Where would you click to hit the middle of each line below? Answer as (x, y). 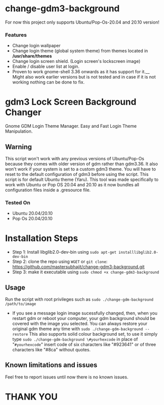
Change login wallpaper (36, 46)
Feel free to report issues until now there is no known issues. (67, 377)
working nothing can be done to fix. (48, 82)
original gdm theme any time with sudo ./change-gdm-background (78, 329)
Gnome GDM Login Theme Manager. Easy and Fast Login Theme (71, 126)
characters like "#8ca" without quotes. (51, 350)
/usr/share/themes (32, 56)
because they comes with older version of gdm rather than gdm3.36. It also (82, 164)
